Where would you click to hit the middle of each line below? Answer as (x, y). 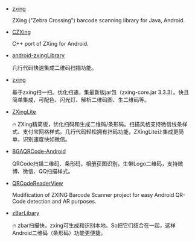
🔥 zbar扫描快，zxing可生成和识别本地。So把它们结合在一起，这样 (94, 225)
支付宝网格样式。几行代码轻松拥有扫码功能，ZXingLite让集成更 (101, 132)
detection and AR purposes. (62, 201)
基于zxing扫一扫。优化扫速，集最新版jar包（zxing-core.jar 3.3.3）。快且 (100, 92)
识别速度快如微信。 (46, 139)
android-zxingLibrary (38, 55)
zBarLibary (26, 213)
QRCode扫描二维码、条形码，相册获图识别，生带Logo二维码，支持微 (97, 164)
